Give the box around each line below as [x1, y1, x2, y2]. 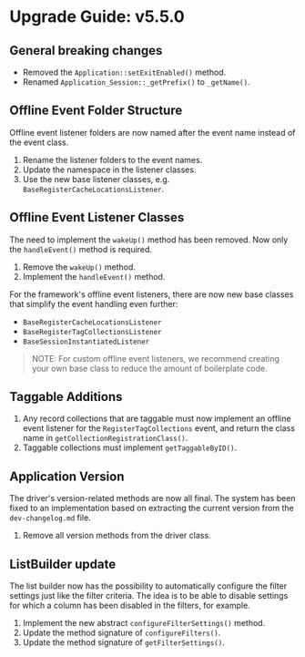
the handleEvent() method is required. [9, 243, 153, 254]
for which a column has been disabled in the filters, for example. [9, 600, 250, 611]
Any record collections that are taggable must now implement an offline [22, 413, 291, 425]
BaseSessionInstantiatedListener [22, 337, 150, 346]
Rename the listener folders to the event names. [22, 154, 203, 165]
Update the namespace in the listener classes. [22, 164, 197, 175]
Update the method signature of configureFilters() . [22, 627, 221, 639]
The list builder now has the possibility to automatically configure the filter [9, 580, 288, 591]
